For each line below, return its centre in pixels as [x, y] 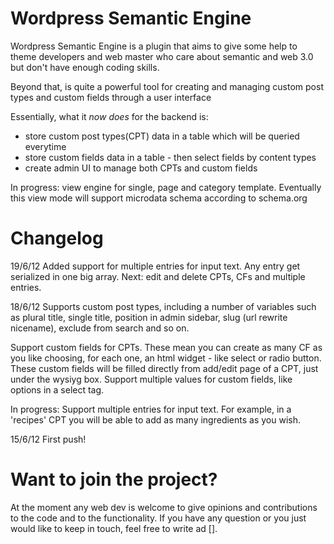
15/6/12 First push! [48, 439]
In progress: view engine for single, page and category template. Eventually [166, 187]
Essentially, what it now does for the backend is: [109, 116]
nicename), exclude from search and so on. [100, 328]
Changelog [57, 238]
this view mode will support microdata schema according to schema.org [159, 198]
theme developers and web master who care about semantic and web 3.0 [162, 56]
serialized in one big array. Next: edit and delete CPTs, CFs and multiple [158, 276]
